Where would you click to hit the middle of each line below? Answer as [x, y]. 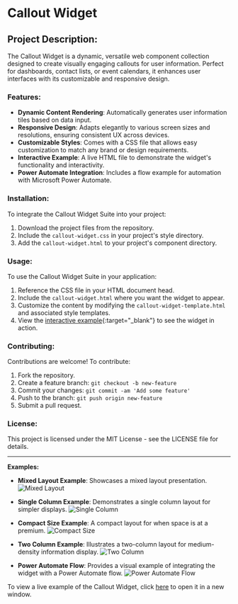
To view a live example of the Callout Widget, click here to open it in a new [116, 587]
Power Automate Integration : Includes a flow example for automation [119, 173]
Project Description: [52, 39]
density [29, 552]
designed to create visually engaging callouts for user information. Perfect [116, 64]
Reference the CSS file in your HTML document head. [96, 290]
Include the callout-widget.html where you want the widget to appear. [121, 297]
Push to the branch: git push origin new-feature [90, 398]
